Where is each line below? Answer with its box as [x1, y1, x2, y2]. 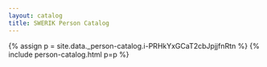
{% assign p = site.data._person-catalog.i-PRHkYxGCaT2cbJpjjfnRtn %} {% [8, 41, 260, 50]
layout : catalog [8, 11, 63, 20]
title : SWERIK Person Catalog [8, 19, 110, 27]
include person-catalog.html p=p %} [8, 49, 129, 59]
